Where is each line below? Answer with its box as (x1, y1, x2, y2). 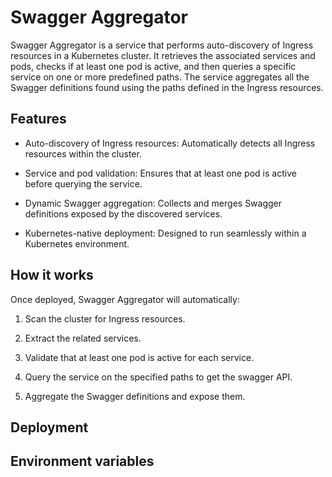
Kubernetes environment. (24, 237, 130, 250)
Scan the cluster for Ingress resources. (24, 312, 186, 325)
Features (10, 111, 67, 128)
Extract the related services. (24, 332, 142, 344)
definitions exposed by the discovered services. (24, 207, 223, 220)
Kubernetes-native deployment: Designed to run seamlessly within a (24, 227, 307, 239)
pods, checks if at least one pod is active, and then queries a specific (10, 60, 297, 72)
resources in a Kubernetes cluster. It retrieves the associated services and (10, 49, 316, 61)
